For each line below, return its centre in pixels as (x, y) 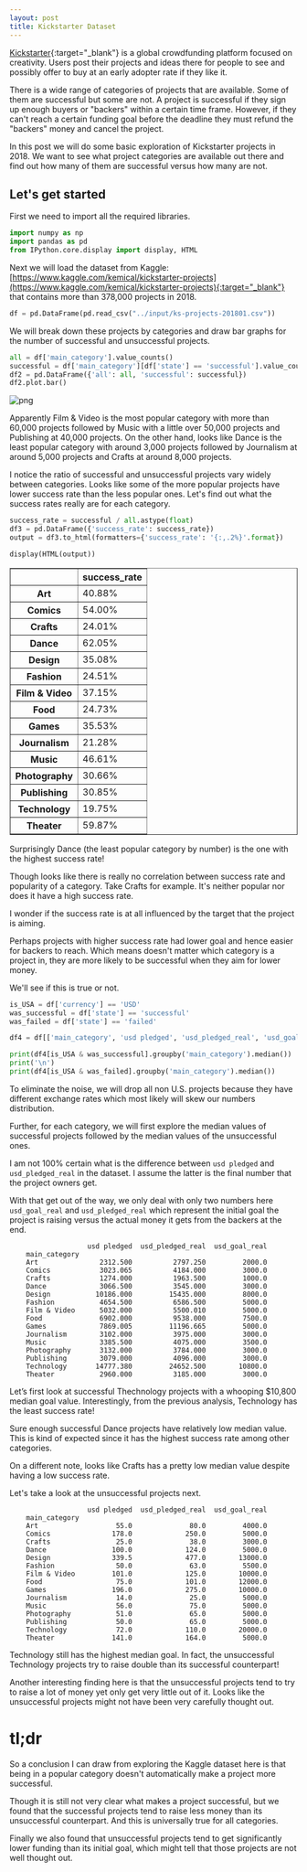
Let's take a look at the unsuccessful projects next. (106, 1492)
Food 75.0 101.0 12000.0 (147, 1582)
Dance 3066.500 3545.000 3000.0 (147, 1286)
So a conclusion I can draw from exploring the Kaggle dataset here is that (148, 1764)
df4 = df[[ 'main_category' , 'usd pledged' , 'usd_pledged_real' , (134, 1038)
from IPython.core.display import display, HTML (104, 251)
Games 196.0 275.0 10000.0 (147, 1589)
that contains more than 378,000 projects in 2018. (103, 296)
